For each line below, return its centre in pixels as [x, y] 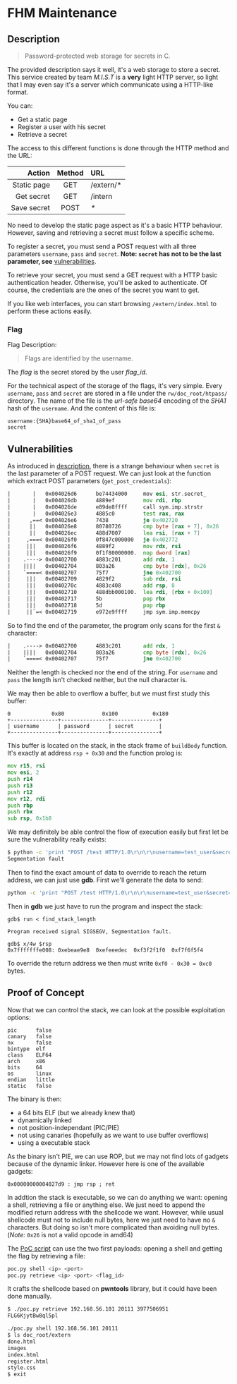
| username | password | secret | [85, 727]
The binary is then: [35, 1099]
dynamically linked [44, 1120]
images [17, 1348]
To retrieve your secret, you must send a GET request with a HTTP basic [113, 275]
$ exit [17, 1374]
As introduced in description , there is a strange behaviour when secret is [114, 466]
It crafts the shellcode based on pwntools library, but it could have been [112, 1289]
